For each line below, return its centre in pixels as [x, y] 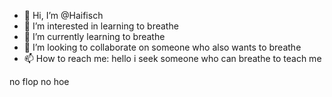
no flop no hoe [39, 81]
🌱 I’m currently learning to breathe [94, 36]
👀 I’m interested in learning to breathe [101, 26]
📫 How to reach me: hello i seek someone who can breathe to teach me [172, 58]
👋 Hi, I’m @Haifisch [63, 15]
